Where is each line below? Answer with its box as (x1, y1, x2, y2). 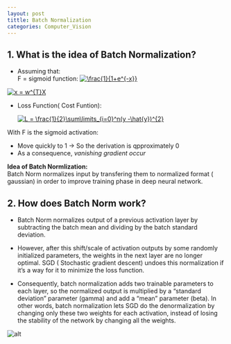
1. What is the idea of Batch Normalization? (7, 49, 196, 60)
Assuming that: (17, 67, 61, 76)
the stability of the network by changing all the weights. (17, 316, 176, 325)
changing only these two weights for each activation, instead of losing (17, 309, 219, 317)
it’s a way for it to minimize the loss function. (17, 266, 144, 274)
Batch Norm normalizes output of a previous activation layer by (17, 216, 198, 224)
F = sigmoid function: (17, 74, 78, 83)
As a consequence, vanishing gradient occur (17, 149, 146, 157)
